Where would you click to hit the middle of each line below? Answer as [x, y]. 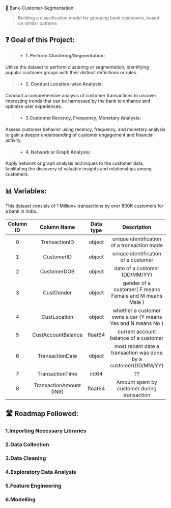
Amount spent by [137, 382]
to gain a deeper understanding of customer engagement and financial [79, 135]
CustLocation [58, 317]
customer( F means [137, 290]
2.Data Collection [27, 445]
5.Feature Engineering [34, 486]
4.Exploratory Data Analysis [41, 472]
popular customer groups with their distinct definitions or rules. [72, 72]
